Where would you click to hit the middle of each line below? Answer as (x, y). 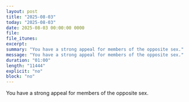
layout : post (22, 11)
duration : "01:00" (28, 60)
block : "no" (20, 76)
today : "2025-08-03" (31, 22)
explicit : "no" (24, 71)
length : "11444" (26, 66)
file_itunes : (22, 38)
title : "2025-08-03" (31, 17)
